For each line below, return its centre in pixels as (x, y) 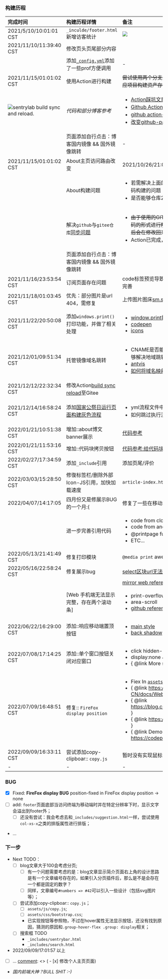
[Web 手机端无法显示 (91, 595)
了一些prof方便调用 (89, 68)
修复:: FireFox (82, 708)
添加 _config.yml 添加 (90, 61)
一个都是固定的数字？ (49, 884)
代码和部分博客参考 (89, 111)
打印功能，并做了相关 (91, 324)
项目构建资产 (142, 85)
